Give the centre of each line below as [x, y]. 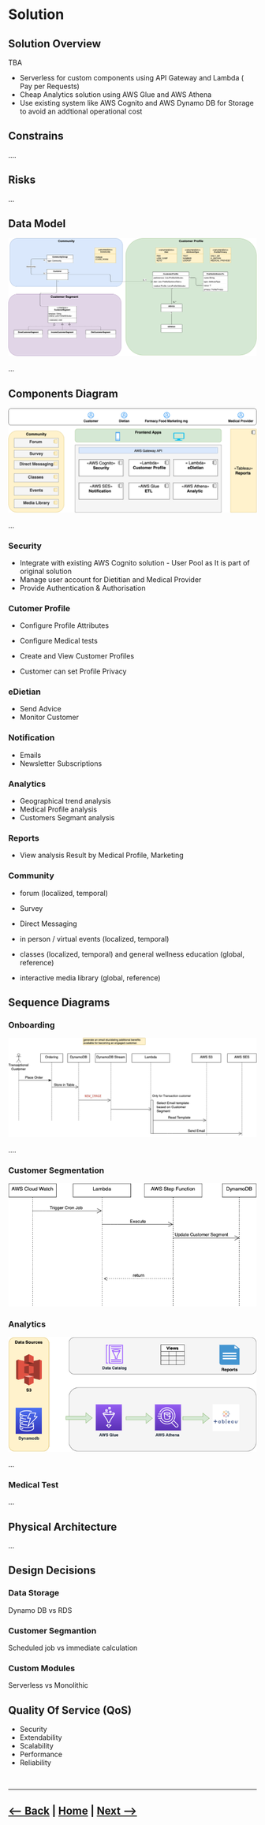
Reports [24, 838]
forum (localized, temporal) [64, 893]
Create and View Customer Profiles [77, 656]
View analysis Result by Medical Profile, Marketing [101, 855]
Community [31, 875]
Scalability [36, 1746]
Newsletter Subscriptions [61, 763]
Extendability [41, 1737]
